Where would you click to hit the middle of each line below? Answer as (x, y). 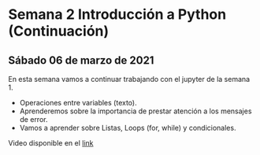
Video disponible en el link (51, 143)
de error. (33, 119)
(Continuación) (59, 31)
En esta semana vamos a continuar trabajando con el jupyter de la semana (129, 79)
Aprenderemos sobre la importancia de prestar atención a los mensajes (136, 111)
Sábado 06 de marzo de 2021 (81, 60)
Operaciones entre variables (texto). (78, 103)
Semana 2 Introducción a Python (117, 15)
